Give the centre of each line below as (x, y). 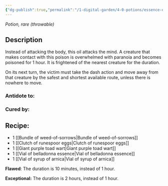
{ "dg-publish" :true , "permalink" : (40, 10)
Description (24, 40)
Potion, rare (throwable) (30, 24)
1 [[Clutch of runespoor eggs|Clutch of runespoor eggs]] (70, 143)
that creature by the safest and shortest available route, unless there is (78, 78)
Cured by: (17, 109)
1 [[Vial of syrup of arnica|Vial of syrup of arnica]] (63, 159)
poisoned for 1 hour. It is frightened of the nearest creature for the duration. (83, 63)
